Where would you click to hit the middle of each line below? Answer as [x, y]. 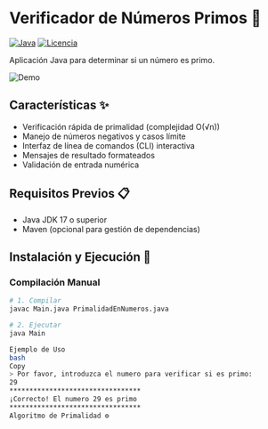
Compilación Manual [55, 282]
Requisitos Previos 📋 [70, 194]
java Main [28, 333]
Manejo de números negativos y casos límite [104, 136]
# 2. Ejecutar [36, 325]
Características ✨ [59, 105]
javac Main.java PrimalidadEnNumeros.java [89, 309]
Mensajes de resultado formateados [89, 155]
